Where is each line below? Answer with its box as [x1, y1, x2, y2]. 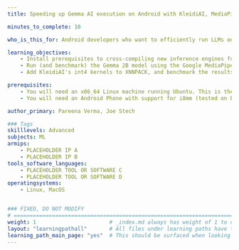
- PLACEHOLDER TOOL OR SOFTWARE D [20, 173, 122, 180]
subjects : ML [7, 134, 46, 141]
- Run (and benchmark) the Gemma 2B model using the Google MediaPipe [20, 62, 234, 70]
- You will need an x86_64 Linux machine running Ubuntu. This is [20, 88, 221, 95]
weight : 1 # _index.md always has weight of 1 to [7, 218, 228, 226]
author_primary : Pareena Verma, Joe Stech [7, 107, 135, 114]
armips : [7, 140, 31, 148]
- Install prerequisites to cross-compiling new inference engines [20, 55, 224, 62]
